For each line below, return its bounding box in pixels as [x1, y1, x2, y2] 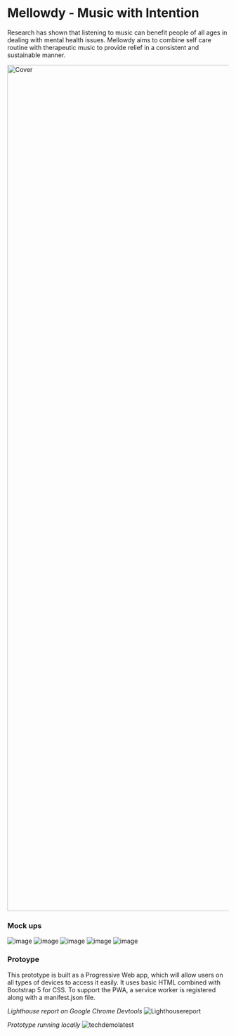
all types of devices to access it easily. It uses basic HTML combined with [7, 978, 221, 987]
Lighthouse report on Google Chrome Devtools [7, 1006, 143, 1015]
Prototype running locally [7, 1020, 81, 1029]
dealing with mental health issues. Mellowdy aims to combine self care [7, 35, 212, 44]
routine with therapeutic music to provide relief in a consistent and [7, 43, 199, 51]
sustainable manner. [7, 51, 66, 59]
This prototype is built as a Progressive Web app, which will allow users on [7, 970, 223, 979]
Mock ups [7, 920, 42, 930]
